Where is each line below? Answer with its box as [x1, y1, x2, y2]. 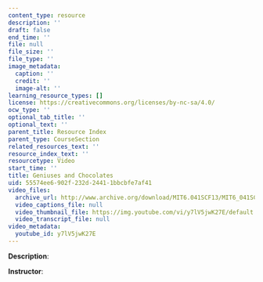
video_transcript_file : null [15, 215, 110, 223]
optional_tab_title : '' [8, 114, 86, 121]
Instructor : [8, 266, 44, 276]
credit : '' [15, 77, 51, 85]
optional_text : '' [8, 121, 68, 128]
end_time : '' [8, 33, 51, 42]
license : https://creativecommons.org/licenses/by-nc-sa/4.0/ [8, 99, 215, 107]
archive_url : [15, 193, 58, 201]
